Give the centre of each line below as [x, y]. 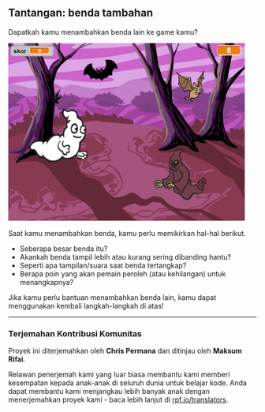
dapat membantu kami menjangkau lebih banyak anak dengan [109, 391]
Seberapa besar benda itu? [63, 249]
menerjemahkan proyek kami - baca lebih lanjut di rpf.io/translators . [118, 400]
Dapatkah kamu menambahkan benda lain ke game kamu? [103, 32]
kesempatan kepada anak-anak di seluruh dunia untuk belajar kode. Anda [127, 383]
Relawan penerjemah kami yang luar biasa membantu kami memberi [119, 375]
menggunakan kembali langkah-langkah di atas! [86, 305]
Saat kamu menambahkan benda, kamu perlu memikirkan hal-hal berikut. [127, 233]
